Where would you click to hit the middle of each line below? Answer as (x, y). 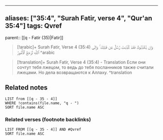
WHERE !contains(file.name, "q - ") (42, 103)
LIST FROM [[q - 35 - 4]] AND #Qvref (43, 129)
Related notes (26, 88)
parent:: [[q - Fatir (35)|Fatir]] (34, 37)
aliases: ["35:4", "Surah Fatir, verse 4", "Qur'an (79, 18)
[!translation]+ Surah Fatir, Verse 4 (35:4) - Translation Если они (81, 62)
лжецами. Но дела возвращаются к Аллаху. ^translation (74, 72)
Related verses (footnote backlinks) (48, 119)
